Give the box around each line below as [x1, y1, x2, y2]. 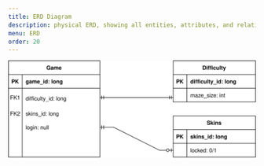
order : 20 [8, 38, 41, 46]
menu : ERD [8, 29, 41, 37]
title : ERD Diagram [8, 13, 72, 20]
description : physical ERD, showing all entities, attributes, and [8, 20, 234, 29]
